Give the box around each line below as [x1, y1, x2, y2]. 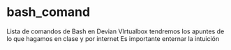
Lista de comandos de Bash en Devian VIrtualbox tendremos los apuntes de [6, 27, 225, 35]
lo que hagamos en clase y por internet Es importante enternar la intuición [6, 34, 220, 42]
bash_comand [6, 4, 91, 20]
